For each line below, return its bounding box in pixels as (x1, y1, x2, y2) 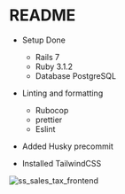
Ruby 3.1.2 (35, 61, 74, 72)
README (9, 5, 76, 26)
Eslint (35, 123, 56, 134)
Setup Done (21, 35, 66, 45)
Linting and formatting (21, 88, 104, 98)
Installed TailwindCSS (21, 158, 102, 168)
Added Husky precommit (21, 141, 113, 151)
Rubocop (35, 105, 69, 115)
